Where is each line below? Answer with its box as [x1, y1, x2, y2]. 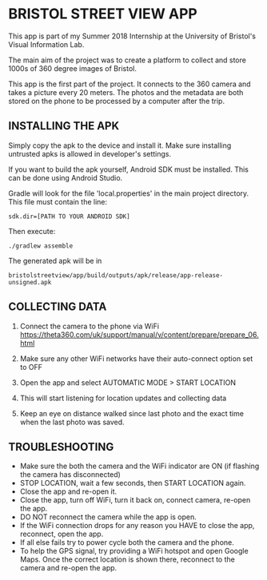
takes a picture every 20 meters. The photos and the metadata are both [8, 87, 244, 97]
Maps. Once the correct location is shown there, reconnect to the [19, 554, 236, 564]
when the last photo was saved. [19, 417, 126, 427]
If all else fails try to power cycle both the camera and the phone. [19, 538, 234, 547]
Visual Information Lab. [8, 39, 85, 49]
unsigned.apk [8, 278, 52, 286]
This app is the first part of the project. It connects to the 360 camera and [8, 79, 251, 89]
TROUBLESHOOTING [8, 440, 114, 454]
